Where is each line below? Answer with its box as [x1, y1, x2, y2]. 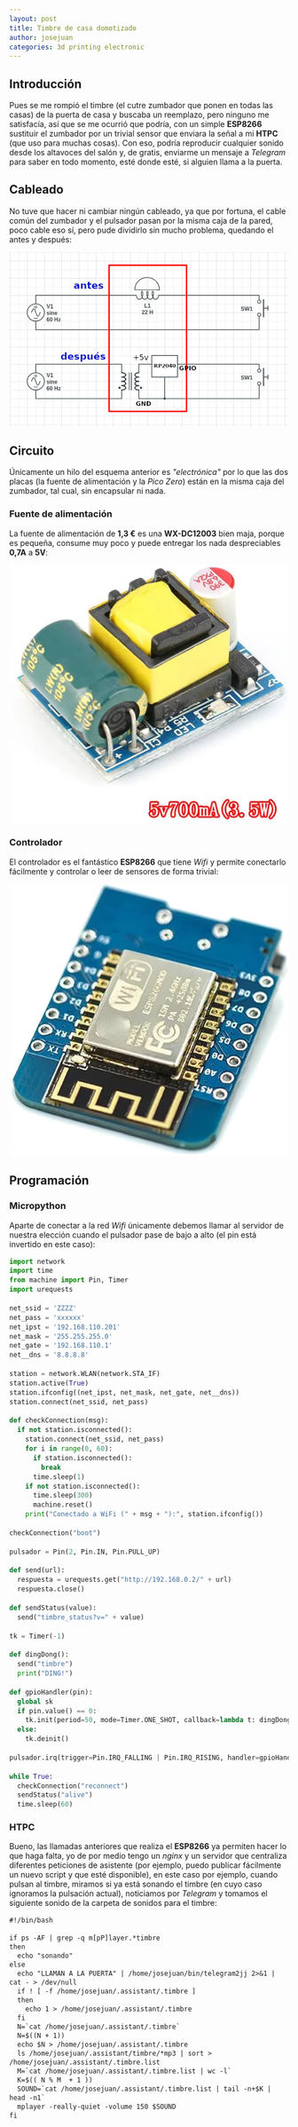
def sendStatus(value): [9, 1603, 98, 1612]
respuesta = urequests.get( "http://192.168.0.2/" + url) [17, 1576, 232, 1585]
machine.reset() [32, 1500, 93, 1509]
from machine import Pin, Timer [9, 1276, 129, 1285]
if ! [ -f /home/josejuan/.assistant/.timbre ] [17, 1987, 197, 1997]
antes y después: [9, 233, 73, 244]
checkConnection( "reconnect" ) [17, 1781, 129, 1791]
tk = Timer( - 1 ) [9, 1632, 66, 1641]
